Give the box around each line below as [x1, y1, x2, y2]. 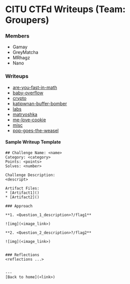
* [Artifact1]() [5, 190, 39, 195]
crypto [12, 95, 27, 101]
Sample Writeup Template [5, 139, 61, 145]
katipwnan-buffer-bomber [12, 100, 67, 106]
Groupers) [5, 14, 50, 26]
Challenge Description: [5, 172, 56, 177]
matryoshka [12, 111, 38, 117]
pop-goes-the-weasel [12, 127, 59, 133]
